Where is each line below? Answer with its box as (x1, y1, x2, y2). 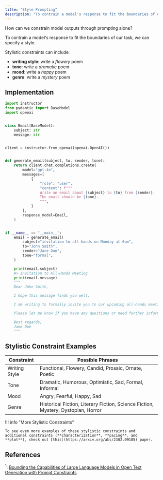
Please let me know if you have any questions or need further (14, 310, 145, 316)
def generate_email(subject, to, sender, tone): (5, 158, 105, 163)
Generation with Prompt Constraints (5, 469, 77, 475)
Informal (39, 385, 59, 392)
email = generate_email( (14, 235, 64, 240)
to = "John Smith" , (22, 244, 57, 249)
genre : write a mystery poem (12, 74, 70, 80)
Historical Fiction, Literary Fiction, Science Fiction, (39, 401, 154, 407)
